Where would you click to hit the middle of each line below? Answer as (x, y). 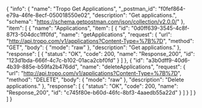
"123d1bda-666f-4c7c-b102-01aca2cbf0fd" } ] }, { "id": (75, 60)
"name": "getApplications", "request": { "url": (115, 35)
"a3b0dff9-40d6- (168, 60)
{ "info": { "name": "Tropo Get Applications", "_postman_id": (82, 9)
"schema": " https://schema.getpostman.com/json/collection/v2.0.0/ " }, (96, 22)
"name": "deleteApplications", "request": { (133, 67)
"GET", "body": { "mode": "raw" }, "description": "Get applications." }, (94, 47)
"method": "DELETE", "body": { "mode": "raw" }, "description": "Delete (95, 79)
